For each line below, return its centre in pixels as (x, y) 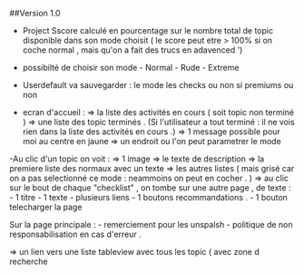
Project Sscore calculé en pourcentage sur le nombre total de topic (148, 30)
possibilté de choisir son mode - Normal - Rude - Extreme (131, 68)
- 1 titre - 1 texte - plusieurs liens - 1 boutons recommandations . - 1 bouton (149, 197)
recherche (29, 261)
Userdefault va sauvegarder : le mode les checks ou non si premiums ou (158, 85)
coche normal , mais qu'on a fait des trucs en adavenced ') (132, 50)
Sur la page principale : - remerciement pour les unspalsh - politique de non (151, 225)
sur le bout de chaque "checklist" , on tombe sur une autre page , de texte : (150, 188)
